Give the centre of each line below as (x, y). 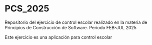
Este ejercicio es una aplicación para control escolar (58, 37)
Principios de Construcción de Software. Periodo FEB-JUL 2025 (71, 27)
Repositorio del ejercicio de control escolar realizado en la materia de (76, 22)
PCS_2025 (27, 9)
